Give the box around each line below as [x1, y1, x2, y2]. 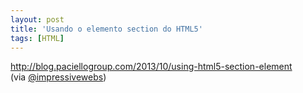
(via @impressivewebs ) [10, 71, 107, 83]
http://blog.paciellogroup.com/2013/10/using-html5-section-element [10, 61, 293, 73]
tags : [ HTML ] [10, 33, 65, 43]
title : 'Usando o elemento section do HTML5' [10, 24, 203, 34]
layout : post [10, 14, 65, 25]
